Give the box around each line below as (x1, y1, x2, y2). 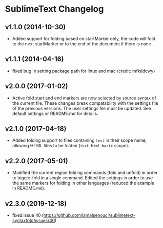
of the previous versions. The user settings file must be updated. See (12, 105, 151, 111)
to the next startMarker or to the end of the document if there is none (12, 41, 151, 47)
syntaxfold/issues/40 (12, 218, 55, 224)
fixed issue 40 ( (12, 212, 44, 218)
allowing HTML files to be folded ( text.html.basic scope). (12, 143, 129, 149)
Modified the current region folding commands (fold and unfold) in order (12, 170, 158, 176)
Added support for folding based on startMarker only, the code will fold (12, 36, 156, 41)
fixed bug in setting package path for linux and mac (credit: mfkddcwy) (12, 68, 155, 74)
